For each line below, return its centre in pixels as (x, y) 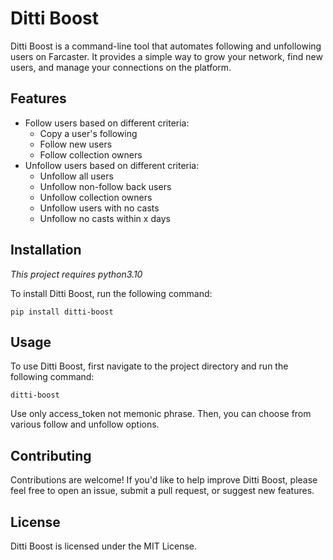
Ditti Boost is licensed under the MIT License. (103, 546)
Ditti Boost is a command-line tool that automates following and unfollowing (166, 46)
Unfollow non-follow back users (105, 186)
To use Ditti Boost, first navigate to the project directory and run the (149, 366)
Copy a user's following (88, 133)
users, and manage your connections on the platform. (121, 67)
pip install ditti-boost (62, 312)
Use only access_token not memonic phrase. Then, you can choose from (161, 414)
